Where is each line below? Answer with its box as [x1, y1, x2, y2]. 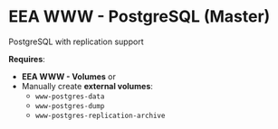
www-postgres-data [34, 92, 105, 101]
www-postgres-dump [34, 101, 105, 110]
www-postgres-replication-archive [34, 111, 166, 120]
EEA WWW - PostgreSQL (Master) [8, 6, 271, 27]
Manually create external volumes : [21, 80, 153, 91]
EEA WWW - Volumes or [21, 70, 117, 82]
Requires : [8, 53, 46, 64]
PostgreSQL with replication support [8, 36, 144, 47]
